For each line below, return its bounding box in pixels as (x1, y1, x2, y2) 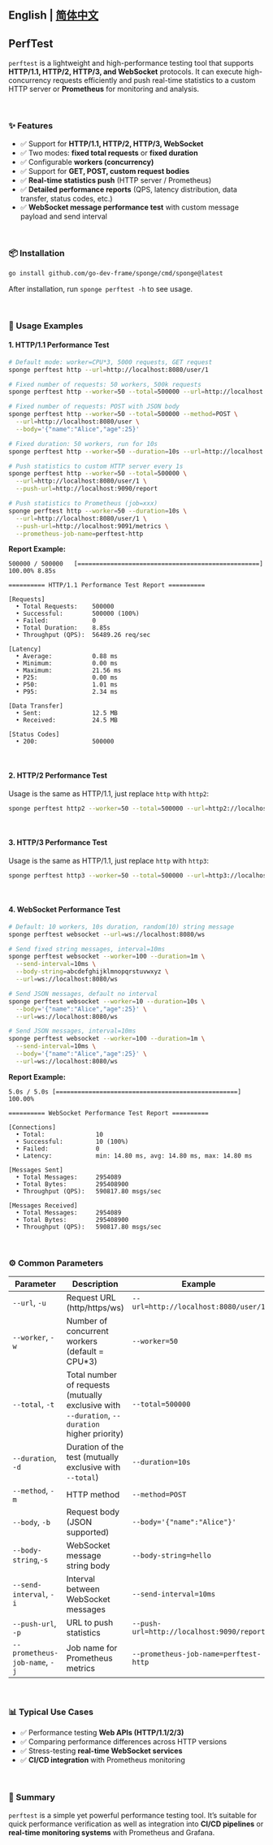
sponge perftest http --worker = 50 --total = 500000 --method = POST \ (8, 410, 238, 418)
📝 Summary (8, 1791, 55, 1803)
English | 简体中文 (8, 8, 99, 23)
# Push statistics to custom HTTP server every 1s (8, 462, 184, 470)
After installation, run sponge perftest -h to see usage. (8, 284, 193, 293)
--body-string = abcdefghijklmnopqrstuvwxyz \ (15, 968, 169, 976)
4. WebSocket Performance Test (8, 905, 121, 915)
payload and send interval (19, 211, 108, 221)
